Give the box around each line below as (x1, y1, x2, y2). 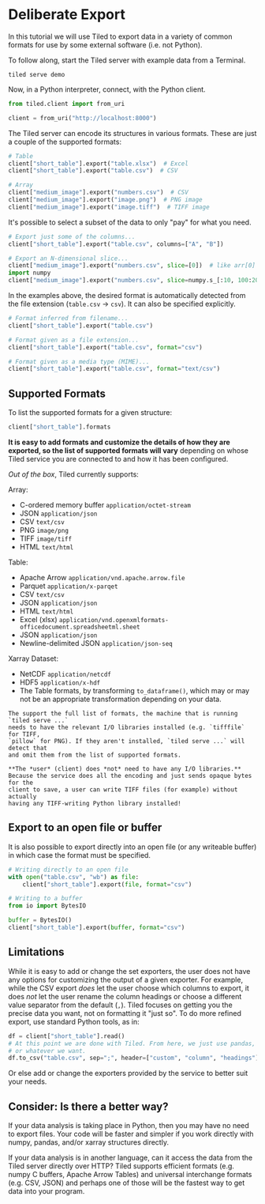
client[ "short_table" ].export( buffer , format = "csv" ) (8, 923, 185, 932)
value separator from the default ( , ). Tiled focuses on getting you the (8, 1000, 233, 1010)
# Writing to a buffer (8, 895, 83, 903)
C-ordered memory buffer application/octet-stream (19, 500, 192, 509)
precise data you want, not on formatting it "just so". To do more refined (8, 1008, 242, 1017)
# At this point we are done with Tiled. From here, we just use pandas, (8, 1040, 256, 1047)
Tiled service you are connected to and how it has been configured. (8, 455, 229, 463)
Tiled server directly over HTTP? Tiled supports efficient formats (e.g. (8, 1161, 235, 1171)
